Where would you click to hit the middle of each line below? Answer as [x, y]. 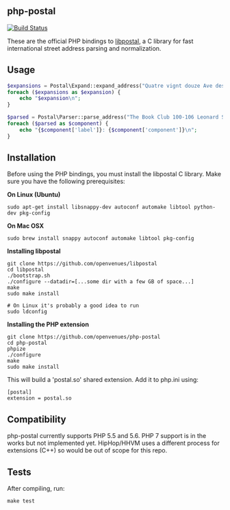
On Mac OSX [26, 226]
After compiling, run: [36, 489]
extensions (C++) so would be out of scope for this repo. [87, 450]
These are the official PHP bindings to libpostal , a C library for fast [100, 41]
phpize [16, 349]
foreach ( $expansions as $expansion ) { [64, 92]
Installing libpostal [34, 251]
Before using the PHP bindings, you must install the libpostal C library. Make [114, 174]
